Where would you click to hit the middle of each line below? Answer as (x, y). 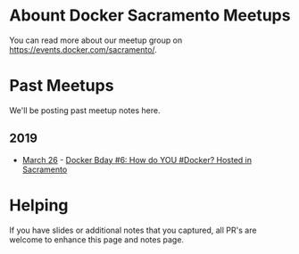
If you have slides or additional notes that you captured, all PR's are (133, 230)
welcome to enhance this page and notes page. (97, 239)
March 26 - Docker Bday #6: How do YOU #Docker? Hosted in (137, 160)
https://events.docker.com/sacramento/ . (83, 49)
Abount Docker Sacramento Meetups (150, 16)
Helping (39, 205)
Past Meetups (62, 86)
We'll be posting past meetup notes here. (85, 110)
